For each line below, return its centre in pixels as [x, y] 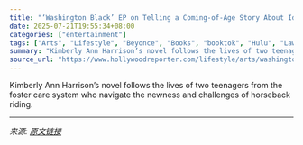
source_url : [32, 59]
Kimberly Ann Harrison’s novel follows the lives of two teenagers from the [146, 85]
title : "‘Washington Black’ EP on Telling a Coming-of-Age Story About [147, 18]
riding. [21, 104]
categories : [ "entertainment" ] [68, 34]
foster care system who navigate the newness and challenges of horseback [150, 95]
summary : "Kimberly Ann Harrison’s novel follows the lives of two [139, 51]
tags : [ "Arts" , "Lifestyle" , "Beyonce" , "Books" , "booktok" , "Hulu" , [143, 43]
